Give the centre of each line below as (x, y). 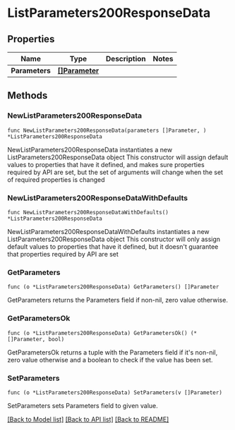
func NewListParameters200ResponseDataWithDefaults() (88, 212)
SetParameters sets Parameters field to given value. (83, 405)
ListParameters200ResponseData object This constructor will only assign (114, 239)
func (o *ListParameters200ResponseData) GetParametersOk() (98, 333)
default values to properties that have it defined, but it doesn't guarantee (113, 246)
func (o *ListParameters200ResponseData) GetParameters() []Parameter (113, 287)
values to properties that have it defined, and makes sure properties (106, 164)
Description (126, 59)
